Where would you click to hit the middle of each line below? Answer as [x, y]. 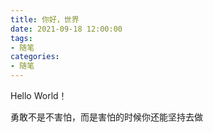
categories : [35, 57]
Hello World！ [39, 95]
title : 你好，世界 [45, 19]
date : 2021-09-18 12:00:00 [66, 29]
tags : [21, 38]
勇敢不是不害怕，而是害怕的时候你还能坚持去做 [106, 117]
